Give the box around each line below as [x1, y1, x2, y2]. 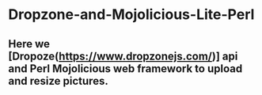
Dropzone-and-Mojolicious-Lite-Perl [8, 6, 255, 24]
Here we [8, 37, 50, 51]
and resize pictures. [8, 74, 108, 88]
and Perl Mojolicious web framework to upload [8, 62, 243, 75]
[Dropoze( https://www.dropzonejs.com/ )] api [8, 49, 238, 63]
